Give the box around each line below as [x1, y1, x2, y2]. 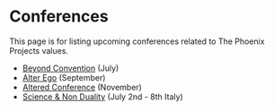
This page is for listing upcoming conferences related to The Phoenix [9, 36, 265, 47]
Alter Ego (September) [22, 72, 106, 82]
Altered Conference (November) [22, 81, 142, 92]
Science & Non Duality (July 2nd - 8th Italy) [22, 91, 184, 102]
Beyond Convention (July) [22, 63, 119, 73]
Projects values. [9, 45, 69, 55]
